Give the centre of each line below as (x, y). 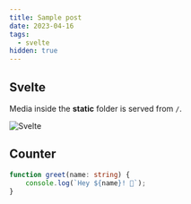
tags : (19, 34)
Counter (33, 154)
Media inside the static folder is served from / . (95, 108)
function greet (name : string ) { (69, 174)
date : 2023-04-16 (42, 26)
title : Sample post (46, 17)
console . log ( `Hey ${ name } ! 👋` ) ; (86, 183)
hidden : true (34, 51)
